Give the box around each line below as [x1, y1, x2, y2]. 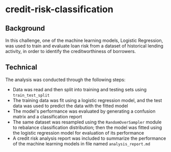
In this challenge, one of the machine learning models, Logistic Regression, [5, 37, 163, 43]
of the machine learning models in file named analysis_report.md [12, 140, 151, 146]
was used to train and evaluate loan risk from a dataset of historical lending [5, 43, 163, 49]
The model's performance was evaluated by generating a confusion [12, 108, 156, 114]
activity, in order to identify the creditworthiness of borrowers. [5, 48, 136, 54]
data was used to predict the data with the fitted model [12, 103, 129, 109]
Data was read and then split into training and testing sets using [12, 86, 147, 92]
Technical [5, 63, 37, 72]
